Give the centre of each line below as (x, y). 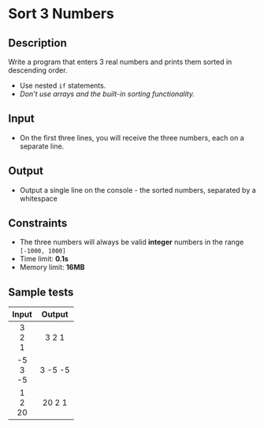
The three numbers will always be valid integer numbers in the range (132, 242)
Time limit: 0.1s (44, 259)
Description (37, 43)
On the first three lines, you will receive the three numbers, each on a (132, 137)
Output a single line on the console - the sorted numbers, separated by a (138, 190)
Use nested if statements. (63, 85)
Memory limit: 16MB (52, 267)
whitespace (38, 198)
